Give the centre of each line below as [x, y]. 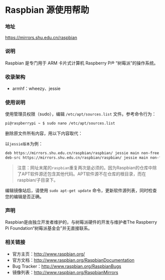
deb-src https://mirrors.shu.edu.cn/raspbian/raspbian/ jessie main [77, 158]
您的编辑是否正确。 [25, 196]
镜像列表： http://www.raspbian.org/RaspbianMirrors [65, 272]
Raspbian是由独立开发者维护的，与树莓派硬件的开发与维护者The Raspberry [81, 222]
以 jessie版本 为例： [24, 144]
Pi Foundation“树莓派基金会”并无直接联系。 [49, 228]
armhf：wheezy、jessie [36, 88]
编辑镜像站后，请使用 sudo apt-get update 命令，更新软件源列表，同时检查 [81, 190]
